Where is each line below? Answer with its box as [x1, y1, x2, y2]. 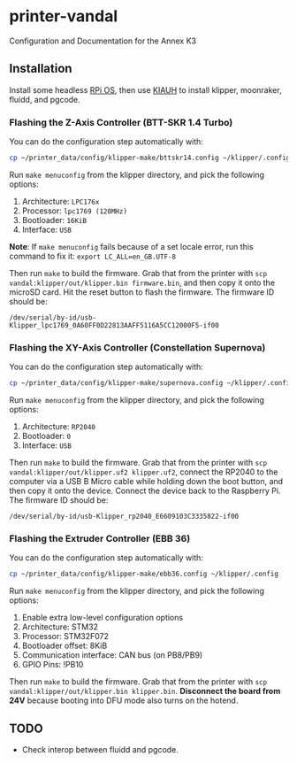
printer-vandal [9, 6, 118, 27]
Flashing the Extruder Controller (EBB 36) [9, 533, 191, 545]
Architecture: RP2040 [21, 421, 95, 432]
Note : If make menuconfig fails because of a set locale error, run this [9, 241, 254, 251]
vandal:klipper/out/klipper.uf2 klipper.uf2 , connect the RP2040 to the [9, 467, 278, 477]
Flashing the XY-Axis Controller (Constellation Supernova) [9, 341, 266, 353]
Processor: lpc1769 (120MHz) [21, 205, 128, 216]
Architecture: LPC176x [21, 196, 100, 206]
